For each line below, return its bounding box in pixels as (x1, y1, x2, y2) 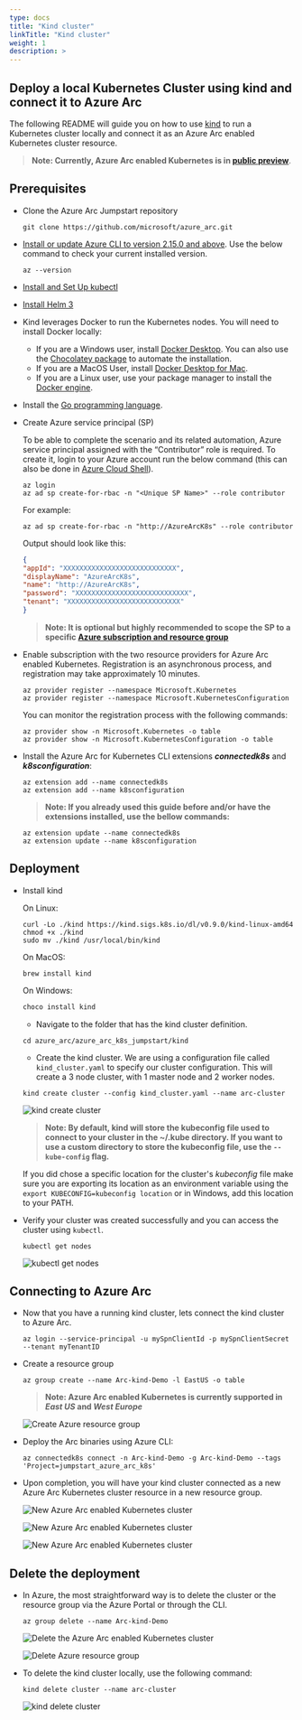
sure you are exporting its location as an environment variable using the (22, 1178, 288, 1189)
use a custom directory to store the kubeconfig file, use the (44, 1141, 272, 1152)
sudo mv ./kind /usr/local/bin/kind (22, 936, 160, 945)
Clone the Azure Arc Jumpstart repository (22, 205, 178, 216)
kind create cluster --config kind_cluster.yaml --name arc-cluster (22, 1089, 286, 1098)
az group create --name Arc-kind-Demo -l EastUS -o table (22, 1376, 245, 1385)
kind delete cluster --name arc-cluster (22, 1686, 177, 1695)
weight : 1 (9, 38, 47, 48)
